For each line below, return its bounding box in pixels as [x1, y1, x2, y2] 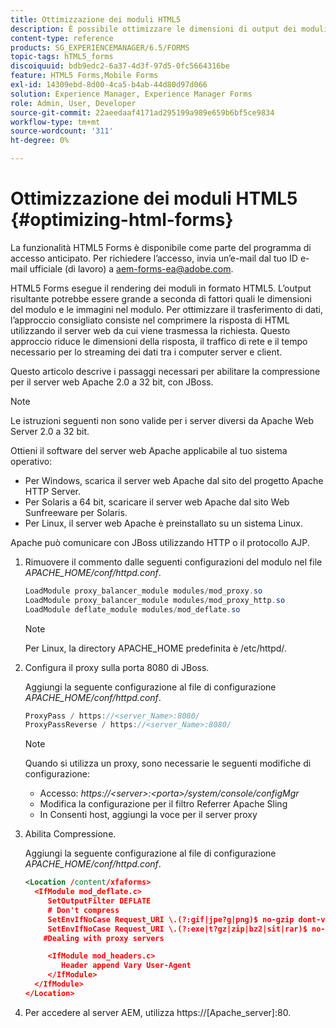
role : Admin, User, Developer [10, 98, 137, 108]
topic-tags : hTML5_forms [10, 52, 114, 62]
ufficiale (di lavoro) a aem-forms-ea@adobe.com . [29, 262, 234, 275]
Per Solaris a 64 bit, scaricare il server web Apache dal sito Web [24, 496, 290, 508]
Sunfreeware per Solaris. [24, 506, 128, 518]
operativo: [10, 455, 53, 467]
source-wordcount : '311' [10, 126, 114, 136]
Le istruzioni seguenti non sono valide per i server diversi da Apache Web [10, 414, 314, 426]
